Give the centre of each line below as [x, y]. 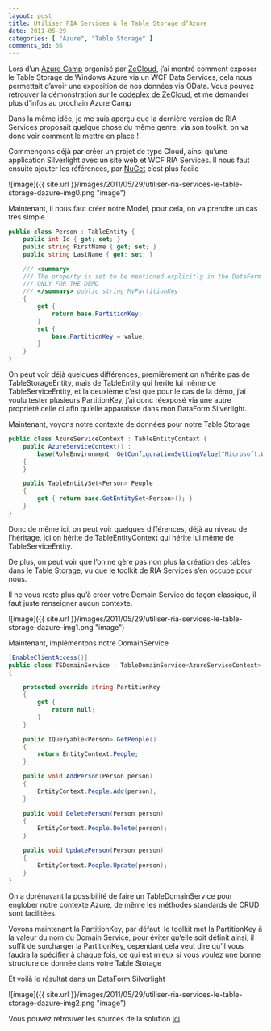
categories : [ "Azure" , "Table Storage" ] [81, 38]
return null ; [73, 710]
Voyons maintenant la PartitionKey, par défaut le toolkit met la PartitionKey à [135, 929]
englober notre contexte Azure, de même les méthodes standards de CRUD [134, 904]
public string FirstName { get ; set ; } [90, 247]
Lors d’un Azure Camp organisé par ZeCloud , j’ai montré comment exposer [133, 69]
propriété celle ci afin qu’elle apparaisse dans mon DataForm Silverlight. [128, 409]
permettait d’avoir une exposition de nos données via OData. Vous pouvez [131, 86]
